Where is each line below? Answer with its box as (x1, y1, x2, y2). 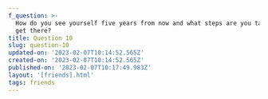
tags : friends (8, 78, 56, 86)
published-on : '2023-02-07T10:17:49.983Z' (8, 64, 152, 72)
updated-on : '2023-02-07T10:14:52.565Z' (8, 49, 145, 57)
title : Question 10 (8, 34, 73, 42)
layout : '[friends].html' (8, 71, 94, 79)
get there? (15, 26, 52, 34)
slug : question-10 (8, 42, 69, 49)
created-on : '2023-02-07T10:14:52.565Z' (8, 57, 145, 65)
